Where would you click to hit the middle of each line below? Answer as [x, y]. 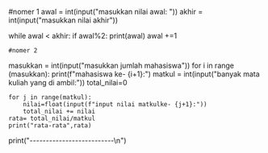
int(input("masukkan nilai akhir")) [63, 20]
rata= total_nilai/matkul [52, 118]
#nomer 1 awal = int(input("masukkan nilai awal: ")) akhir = [106, 12]
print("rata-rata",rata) [50, 126]
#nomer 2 [23, 51]
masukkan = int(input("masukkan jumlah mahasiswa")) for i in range [121, 65]
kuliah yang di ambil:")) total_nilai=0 [68, 83]
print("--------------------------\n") [67, 141]
